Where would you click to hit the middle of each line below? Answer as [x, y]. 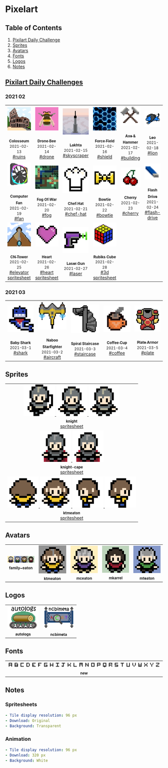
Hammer [130, 142]
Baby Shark [20, 343]
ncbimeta [59, 634]
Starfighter [52, 347]
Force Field [105, 141]
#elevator [19, 272]
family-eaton [21, 568]
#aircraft [52, 357]
